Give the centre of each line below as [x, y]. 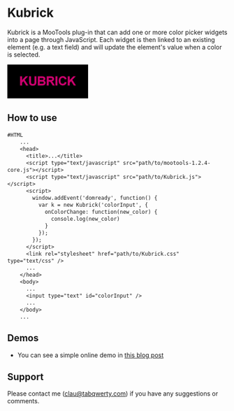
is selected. [24, 55]
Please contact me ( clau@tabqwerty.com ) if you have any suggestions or [113, 394]
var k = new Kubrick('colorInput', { [93, 205]
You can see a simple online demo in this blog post [90, 355]
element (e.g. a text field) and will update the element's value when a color [115, 47]
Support [25, 376]
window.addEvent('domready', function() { [95, 198]
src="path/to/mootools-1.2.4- [167, 163]
